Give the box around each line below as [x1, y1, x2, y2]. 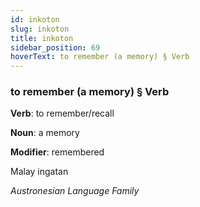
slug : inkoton [10, 24, 70, 34]
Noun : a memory [10, 127, 80, 139]
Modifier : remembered [10, 146, 105, 158]
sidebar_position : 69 [10, 42, 101, 53]
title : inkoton [10, 33, 74, 43]
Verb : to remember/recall [10, 107, 115, 120]
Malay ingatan [10, 166, 69, 178]
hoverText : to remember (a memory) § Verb [10, 52, 190, 62]
